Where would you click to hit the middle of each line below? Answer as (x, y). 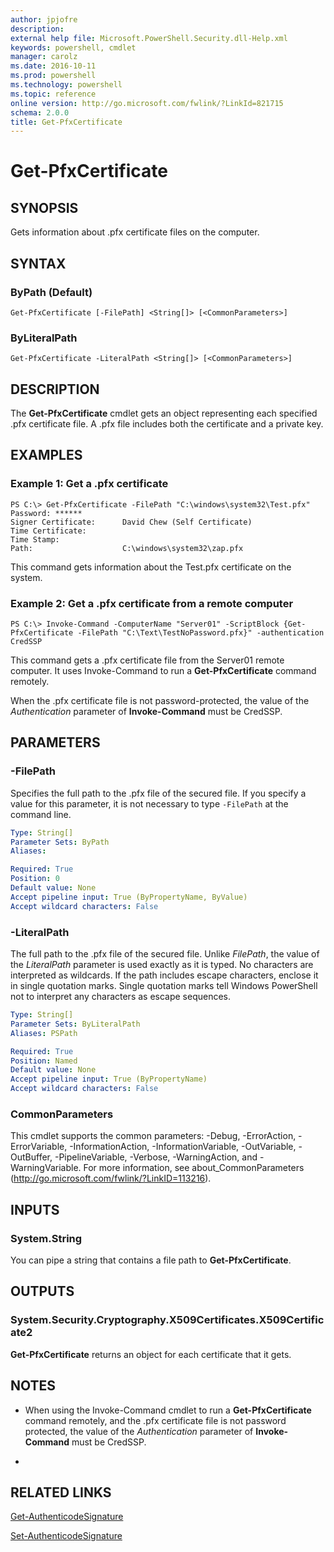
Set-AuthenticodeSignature (66, 1536)
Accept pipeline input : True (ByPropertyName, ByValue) (129, 897)
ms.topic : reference (53, 94)
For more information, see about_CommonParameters (194, 1168)
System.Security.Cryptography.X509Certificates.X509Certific (167, 1320)
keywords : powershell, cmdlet (73, 47)
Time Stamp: (35, 539)
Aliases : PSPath (44, 1033)
